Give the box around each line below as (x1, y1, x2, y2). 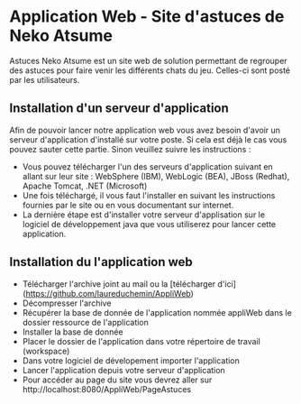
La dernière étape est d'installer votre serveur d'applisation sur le (22, 209, 266, 220)
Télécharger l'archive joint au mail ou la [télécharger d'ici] (22, 278, 237, 289)
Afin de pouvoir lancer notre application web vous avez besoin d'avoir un (9, 124, 281, 135)
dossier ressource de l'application (22, 317, 149, 327)
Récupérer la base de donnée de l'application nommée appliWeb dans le (22, 307, 293, 317)
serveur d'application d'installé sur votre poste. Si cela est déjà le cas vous (9, 133, 287, 145)
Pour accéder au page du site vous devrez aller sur (22, 374, 213, 385)
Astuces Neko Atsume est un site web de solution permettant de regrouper (9, 55, 287, 66)
